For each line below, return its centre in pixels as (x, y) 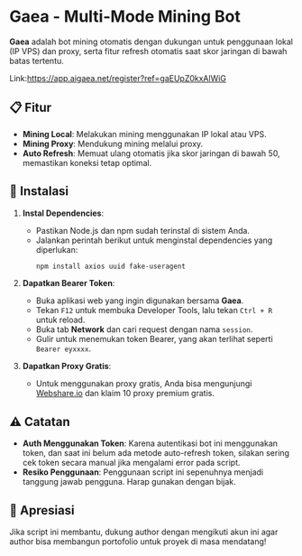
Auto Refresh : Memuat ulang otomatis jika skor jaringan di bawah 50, (151, 153)
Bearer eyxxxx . (64, 348)
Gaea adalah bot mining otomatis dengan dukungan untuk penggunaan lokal (151, 42)
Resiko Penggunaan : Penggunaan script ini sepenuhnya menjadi (143, 472)
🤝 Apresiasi (42, 510)
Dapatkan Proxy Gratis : (67, 366)
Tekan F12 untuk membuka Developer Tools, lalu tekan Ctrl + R (154, 310)
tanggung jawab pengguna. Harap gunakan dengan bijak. (129, 482)
